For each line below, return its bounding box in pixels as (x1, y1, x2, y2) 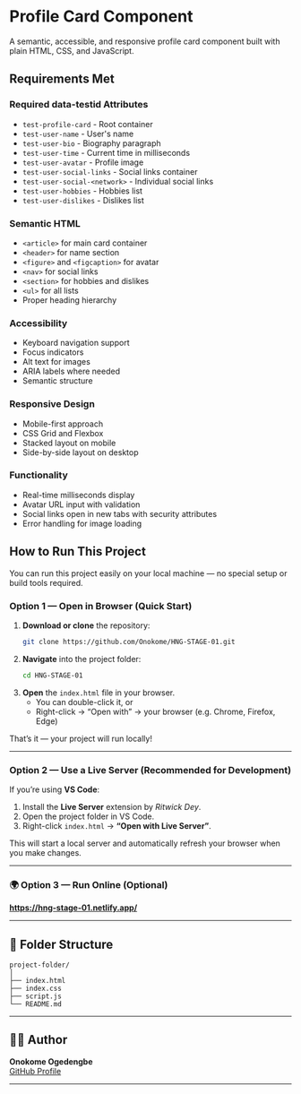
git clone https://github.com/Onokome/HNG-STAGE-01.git (21, 637, 236, 646)
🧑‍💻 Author (9, 1032, 68, 1047)
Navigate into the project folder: (21, 653, 142, 664)
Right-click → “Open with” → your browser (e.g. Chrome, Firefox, (35, 706, 276, 717)
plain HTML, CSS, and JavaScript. (9, 45, 134, 56)
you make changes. (9, 847, 82, 857)
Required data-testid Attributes (9, 99, 149, 111)
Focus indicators (21, 347, 84, 357)
